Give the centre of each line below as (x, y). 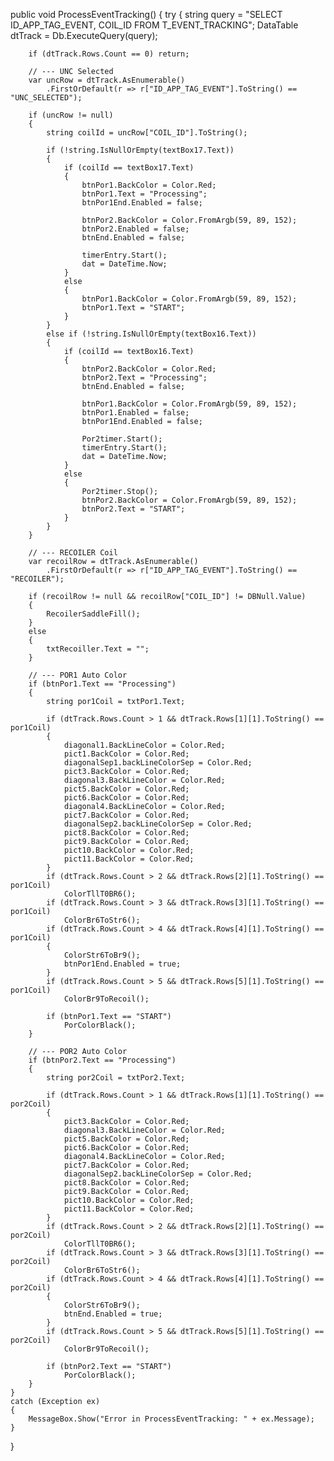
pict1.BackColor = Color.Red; (126, 754)
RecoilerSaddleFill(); (93, 614)
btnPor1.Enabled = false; (135, 413)
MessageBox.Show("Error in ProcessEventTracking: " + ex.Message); (171, 1419)
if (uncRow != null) (71, 115)
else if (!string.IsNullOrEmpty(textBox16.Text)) (151, 334)
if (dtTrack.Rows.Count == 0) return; (109, 54)
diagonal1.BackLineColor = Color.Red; (144, 745)
